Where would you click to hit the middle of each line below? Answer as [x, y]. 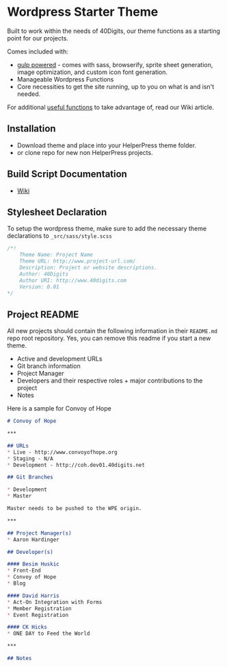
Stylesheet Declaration [57, 212]
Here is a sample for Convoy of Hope [59, 409]
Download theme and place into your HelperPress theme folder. [107, 145]
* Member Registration [39, 608]
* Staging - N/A [30, 459]
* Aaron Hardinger [33, 539]
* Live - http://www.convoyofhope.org [62, 452]
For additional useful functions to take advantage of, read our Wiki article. [110, 107]
